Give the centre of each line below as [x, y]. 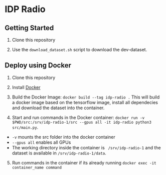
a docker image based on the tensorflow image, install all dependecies [85, 102]
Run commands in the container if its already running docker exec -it [84, 162]
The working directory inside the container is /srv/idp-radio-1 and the [86, 147]
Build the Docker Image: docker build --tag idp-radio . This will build [86, 97]
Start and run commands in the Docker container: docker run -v [78, 117]
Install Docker [26, 87]
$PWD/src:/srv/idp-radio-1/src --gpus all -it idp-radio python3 [81, 122]
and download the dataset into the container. [58, 108]
